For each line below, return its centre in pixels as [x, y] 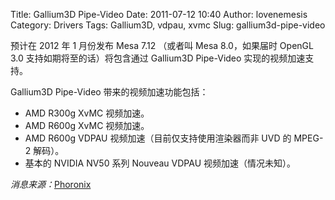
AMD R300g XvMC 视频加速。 [87, 113]
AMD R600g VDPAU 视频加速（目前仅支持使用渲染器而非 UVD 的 [158, 138]
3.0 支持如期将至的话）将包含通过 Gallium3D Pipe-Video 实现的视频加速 [158, 58]
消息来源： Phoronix [51, 184]
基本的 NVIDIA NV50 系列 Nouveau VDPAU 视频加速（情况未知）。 [160, 163]
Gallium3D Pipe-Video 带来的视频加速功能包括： [109, 92]
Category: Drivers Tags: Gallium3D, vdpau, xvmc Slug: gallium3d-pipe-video [168, 25]
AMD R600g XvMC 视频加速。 [87, 125]
